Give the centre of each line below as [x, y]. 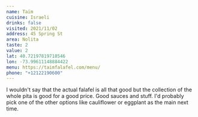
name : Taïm [20, 12]
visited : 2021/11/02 [32, 28]
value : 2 [17, 51]
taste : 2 [17, 45]
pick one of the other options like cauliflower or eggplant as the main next [97, 103]
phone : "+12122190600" [34, 73]
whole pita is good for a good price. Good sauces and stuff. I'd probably [95, 96]
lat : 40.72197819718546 [36, 56]
